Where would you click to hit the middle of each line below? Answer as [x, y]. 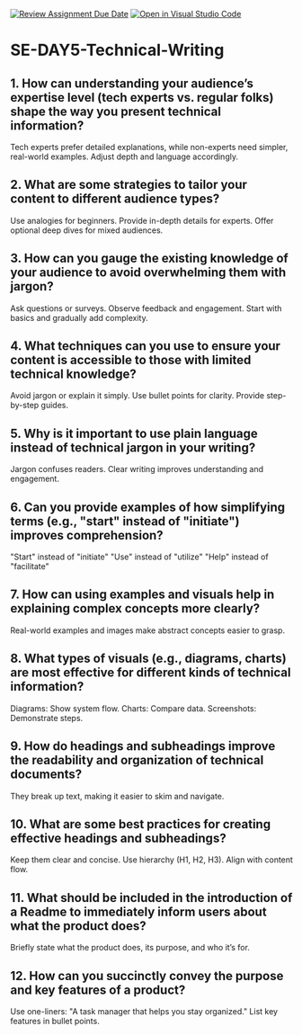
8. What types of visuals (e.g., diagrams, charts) [148, 659]
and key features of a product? [98, 990]
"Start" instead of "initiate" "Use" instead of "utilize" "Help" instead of [139, 557]
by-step [25, 406]
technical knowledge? [74, 375]
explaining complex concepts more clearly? [135, 608]
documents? [46, 775]
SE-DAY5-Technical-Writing [117, 50]
